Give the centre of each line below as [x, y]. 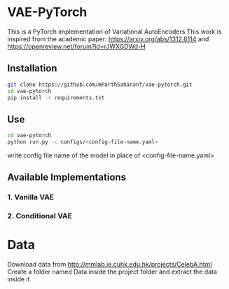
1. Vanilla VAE [31, 197]
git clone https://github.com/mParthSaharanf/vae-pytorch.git [100, 85]
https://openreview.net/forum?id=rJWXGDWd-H [76, 46]
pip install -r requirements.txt [56, 98]
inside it [19, 279]
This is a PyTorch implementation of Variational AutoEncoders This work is [114, 31]
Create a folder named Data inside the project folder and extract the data [112, 272]
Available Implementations [67, 177]
